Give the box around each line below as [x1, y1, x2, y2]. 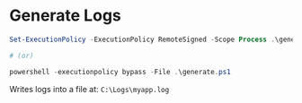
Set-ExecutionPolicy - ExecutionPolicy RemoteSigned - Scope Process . [9, 35, 276, 44]
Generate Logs [9, 5, 121, 26]
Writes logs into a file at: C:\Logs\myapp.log [9, 83, 170, 94]
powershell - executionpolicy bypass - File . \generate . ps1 [9, 67, 231, 76]
